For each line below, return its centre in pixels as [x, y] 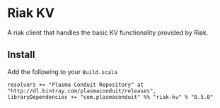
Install [21, 55]
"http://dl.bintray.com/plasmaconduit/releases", [82, 91]
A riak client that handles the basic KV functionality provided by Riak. [108, 32]
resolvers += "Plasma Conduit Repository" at [75, 85]
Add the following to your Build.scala [63, 71]
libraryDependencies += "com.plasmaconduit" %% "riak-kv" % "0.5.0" [110, 97]
